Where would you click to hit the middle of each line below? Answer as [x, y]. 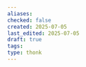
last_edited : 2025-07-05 [43, 33]
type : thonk [24, 53]
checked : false [29, 20]
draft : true [24, 40]
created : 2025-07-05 [37, 27]
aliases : [20, 14]
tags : [15, 46]
